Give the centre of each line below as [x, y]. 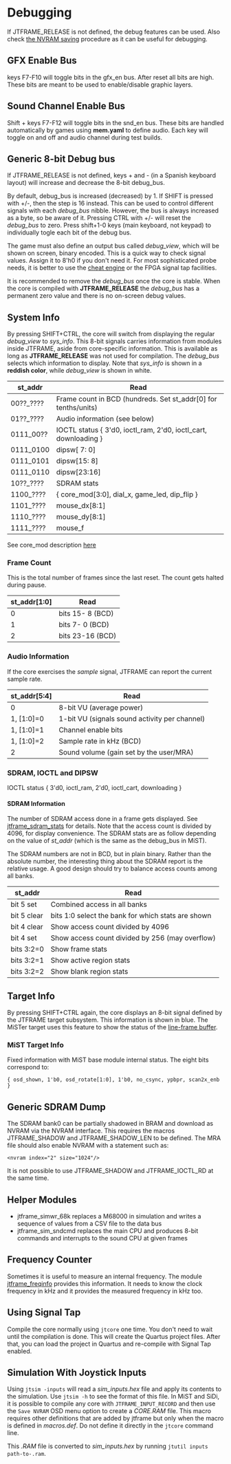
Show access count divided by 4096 [110, 927]
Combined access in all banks [99, 904]
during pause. [27, 585]
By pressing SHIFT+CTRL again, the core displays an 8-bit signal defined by [115, 1013]
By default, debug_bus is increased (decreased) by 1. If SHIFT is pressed [110, 196]
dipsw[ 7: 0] [76, 450]
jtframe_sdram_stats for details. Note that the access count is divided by [109, 826]
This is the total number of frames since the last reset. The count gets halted [115, 578]
